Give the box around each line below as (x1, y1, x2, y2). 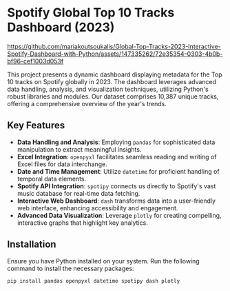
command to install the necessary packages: (7, 264, 134, 272)
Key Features (7, 119, 65, 132)
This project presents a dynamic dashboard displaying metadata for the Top (7, 70, 222, 79)
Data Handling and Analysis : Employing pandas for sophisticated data (17, 138, 216, 146)
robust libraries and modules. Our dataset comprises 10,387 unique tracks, (7, 92, 219, 101)
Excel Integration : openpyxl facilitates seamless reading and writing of (17, 152, 217, 161)
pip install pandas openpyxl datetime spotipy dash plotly (7, 277, 180, 284)
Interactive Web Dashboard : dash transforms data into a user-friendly (17, 197, 216, 205)
